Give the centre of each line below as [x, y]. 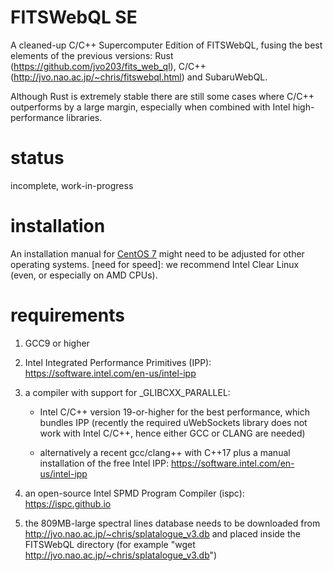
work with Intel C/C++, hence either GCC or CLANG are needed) [172, 433]
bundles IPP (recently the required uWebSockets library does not [173, 422]
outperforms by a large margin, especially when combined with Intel [150, 107]
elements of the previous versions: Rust [92, 55]
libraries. [84, 117]
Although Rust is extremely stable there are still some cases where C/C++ [162, 96]
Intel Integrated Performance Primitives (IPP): [118, 362]
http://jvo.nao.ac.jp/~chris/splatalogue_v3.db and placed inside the [162, 533]
